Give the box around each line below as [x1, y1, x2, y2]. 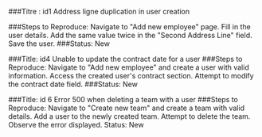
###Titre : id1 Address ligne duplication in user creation [8, 7, 190, 16]
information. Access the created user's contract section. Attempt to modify [8, 71, 254, 80]
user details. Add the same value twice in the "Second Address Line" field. [8, 31, 252, 40]
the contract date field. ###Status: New [8, 79, 138, 89]
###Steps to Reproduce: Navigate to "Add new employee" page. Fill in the [8, 22, 251, 31]
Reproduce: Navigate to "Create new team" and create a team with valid [8, 103, 245, 112]
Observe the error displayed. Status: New [8, 120, 145, 129]
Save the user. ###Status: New [8, 39, 110, 48]
